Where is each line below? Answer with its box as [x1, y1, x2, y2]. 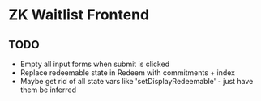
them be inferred [19, 85, 77, 95]
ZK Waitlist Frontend [8, 6, 150, 24]
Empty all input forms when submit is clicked [19, 59, 170, 69]
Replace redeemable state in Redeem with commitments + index [19, 68, 236, 78]
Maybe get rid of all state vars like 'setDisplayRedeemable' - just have [19, 77, 254, 86]
